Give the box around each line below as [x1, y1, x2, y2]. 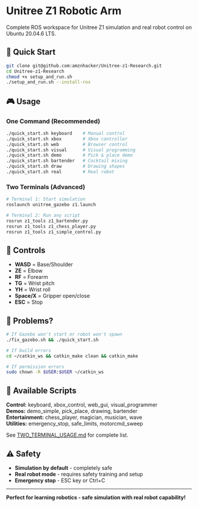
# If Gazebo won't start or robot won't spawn [6, 331, 123, 337]
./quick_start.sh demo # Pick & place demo [6, 152, 133, 158]
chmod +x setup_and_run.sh [6, 74, 72, 80]
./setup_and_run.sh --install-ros [6, 79, 91, 85]
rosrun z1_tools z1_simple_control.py [6, 229, 101, 235]
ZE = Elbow [14, 267, 43, 274]
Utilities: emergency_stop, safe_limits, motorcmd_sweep [6, 420, 143, 427]
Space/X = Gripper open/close [14, 292, 90, 300]
